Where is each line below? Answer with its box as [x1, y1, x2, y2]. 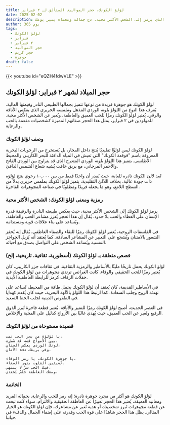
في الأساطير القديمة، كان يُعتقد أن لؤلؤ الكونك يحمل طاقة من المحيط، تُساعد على [6, 284, 158, 290]
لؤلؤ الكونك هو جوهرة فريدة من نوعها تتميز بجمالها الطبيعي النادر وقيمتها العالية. [6, 101, 154, 107]
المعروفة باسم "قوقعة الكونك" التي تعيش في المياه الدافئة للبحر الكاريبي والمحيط [6, 152, 159, 159]
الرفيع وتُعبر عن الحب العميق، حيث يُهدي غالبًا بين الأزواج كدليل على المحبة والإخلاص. [6, 310, 163, 316]
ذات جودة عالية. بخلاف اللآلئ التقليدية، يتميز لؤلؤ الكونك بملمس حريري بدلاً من [6, 178, 152, 184]
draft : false [6, 59, 33, 64]
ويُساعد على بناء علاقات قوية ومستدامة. [6, 218, 80, 224]
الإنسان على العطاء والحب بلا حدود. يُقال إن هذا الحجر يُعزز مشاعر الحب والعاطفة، [6, 213, 159, 219]
